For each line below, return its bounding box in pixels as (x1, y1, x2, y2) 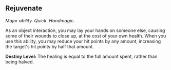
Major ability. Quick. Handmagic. (5, 17, 75, 23)
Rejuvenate (5, 4, 43, 13)
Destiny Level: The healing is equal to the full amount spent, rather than (5, 53, 158, 59)
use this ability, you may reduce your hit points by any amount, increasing (5, 38, 161, 44)
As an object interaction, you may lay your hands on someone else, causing (5, 27, 165, 33)
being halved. (5, 58, 34, 65)
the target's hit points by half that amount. (5, 43, 94, 50)
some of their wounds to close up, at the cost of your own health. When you (5, 32, 166, 39)
